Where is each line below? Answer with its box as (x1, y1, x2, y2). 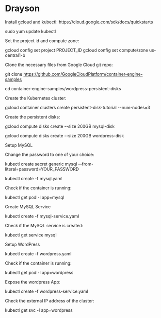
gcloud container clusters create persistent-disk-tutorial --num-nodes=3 (5, 104, 150, 110)
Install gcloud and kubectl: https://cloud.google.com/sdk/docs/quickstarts (5, 19, 153, 25)
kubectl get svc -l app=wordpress (5, 307, 73, 313)
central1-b (5, 52, 26, 58)
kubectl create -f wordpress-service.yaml (5, 288, 88, 294)
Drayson (5, 3, 40, 14)
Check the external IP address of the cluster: (5, 298, 95, 303)
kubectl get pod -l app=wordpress (5, 269, 74, 275)
